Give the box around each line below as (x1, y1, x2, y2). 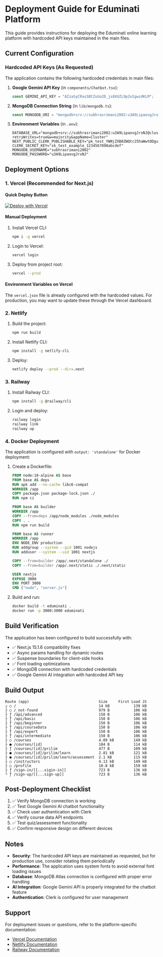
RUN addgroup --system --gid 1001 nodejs (12, 545, 98, 550)
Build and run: (12, 595, 40, 600)
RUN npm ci (12, 496, 35, 501)
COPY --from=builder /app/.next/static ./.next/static (12, 563, 126, 568)
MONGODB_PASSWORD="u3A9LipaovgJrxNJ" (12, 152, 89, 157)
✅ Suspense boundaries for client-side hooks (12, 655, 104, 661)
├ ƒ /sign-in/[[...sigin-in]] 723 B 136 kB (5, 767, 147, 772)
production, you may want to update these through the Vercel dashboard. (5, 297, 152, 303)
